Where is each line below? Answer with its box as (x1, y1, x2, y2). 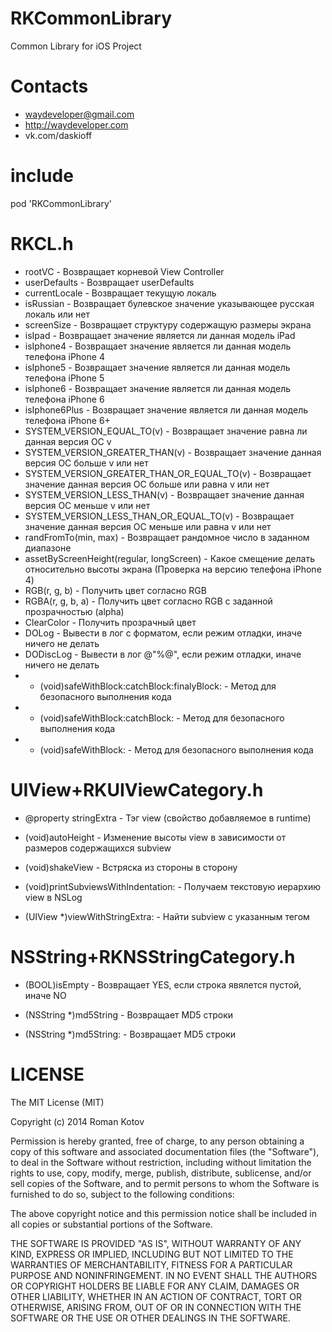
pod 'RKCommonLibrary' (10, 197, 112, 209)
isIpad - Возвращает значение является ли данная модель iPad (24, 329, 296, 341)
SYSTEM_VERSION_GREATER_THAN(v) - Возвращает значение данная (24, 446, 322, 458)
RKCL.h (10, 233, 74, 255)
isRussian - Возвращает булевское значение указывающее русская (24, 297, 315, 309)
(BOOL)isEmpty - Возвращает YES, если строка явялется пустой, (24, 978, 302, 991)
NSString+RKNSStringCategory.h (10, 945, 296, 968)
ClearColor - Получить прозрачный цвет (24, 616, 197, 628)
